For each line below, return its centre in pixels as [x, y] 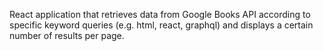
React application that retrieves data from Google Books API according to [160, 14]
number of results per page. [67, 35]
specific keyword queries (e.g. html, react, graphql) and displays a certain [161, 25]
